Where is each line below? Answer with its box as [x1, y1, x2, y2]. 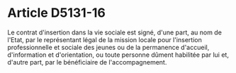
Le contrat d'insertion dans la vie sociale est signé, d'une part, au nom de [7, 28, 222, 36]
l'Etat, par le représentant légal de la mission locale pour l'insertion [7, 35, 202, 44]
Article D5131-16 [7, 5, 106, 21]
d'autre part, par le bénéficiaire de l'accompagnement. [7, 58, 167, 66]
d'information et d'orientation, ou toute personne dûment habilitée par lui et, [7, 51, 229, 59]
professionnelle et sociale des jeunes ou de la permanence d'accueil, [7, 43, 210, 51]
